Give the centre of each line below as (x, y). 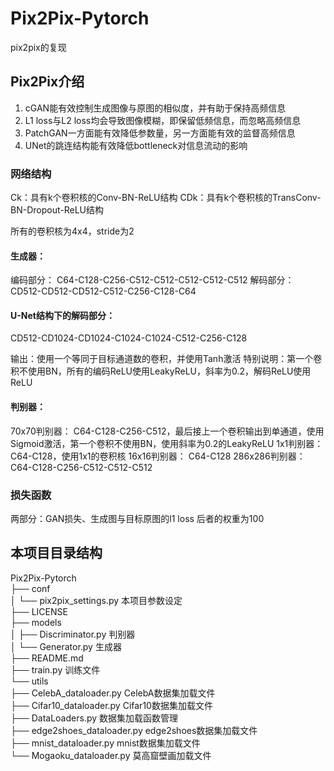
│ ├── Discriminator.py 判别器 (73, 634)
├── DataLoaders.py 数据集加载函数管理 (94, 718)
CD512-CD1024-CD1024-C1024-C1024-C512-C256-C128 (129, 338)
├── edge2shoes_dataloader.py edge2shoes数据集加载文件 (134, 730)
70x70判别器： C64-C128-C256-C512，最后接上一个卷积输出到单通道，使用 (167, 431)
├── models (36, 622)
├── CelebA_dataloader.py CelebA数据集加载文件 (113, 693)
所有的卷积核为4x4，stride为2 (72, 231)
